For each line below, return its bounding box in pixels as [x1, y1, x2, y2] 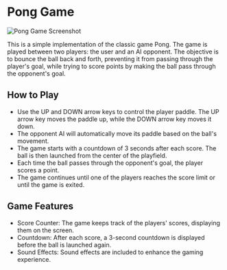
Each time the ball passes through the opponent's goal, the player [16, 159, 204, 167]
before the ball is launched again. [16, 240, 112, 249]
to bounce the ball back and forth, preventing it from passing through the [7, 54, 213, 63]
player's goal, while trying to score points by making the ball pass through [7, 62, 216, 70]
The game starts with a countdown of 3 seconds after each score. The [16, 144, 217, 152]
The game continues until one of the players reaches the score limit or [16, 173, 216, 181]
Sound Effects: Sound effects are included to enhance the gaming [16, 248, 204, 256]
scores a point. [16, 166, 60, 174]
